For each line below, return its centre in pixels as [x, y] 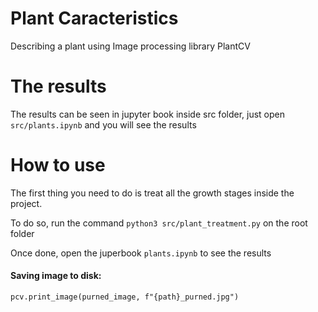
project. [26, 203]
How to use [58, 165]
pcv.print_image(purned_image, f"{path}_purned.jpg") [125, 297]
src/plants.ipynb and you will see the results [103, 124]
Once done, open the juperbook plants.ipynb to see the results [141, 253]
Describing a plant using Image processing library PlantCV [130, 46]
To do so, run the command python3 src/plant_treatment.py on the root [159, 223]
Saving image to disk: [56, 276]
